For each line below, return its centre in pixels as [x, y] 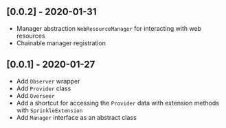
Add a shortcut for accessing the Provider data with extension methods [117, 103]
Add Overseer [35, 95]
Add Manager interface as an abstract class [76, 117]
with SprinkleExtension [49, 110]
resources [31, 36]
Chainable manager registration [61, 43]
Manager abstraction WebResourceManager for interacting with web [109, 28]
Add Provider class [44, 88]
